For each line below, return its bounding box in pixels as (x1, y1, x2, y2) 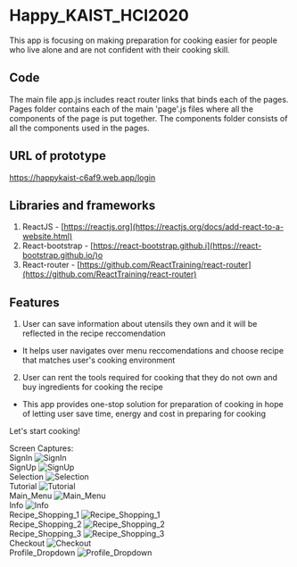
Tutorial (9, 481, 37, 492)
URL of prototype (9, 148, 107, 163)
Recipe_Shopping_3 (9, 529, 82, 539)
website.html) (21, 231, 73, 242)
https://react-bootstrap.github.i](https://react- (93, 240, 262, 251)
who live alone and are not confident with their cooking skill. (9, 44, 230, 54)
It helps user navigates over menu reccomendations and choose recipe (21, 346, 284, 356)
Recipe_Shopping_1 (9, 510, 80, 521)
